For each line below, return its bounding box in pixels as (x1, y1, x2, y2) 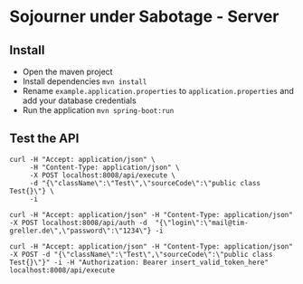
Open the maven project (22, 66, 113, 77)
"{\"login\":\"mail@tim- (155, 218, 249, 227)
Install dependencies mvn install (22, 76, 147, 87)
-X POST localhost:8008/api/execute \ (29, 170, 176, 180)
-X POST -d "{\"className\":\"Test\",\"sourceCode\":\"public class (9, 250, 273, 259)
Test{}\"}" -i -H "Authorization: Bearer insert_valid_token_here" (9, 258, 270, 267)
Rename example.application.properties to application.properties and (22, 86, 294, 96)
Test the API (9, 131, 80, 147)
